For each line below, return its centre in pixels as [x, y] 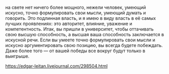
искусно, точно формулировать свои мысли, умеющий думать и [76, 13]
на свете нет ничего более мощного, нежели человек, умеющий [76, 7]
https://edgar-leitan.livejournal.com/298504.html [57, 66]
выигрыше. [17, 56]
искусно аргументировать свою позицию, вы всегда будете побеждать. [84, 45]
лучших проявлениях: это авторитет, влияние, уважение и [69, 23]
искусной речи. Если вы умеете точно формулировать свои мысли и [80, 40]
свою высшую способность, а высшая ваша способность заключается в [85, 34]
